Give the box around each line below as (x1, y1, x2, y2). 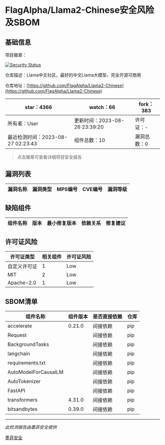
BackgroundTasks (7, 341, 49, 348)
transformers (7, 397, 38, 404)
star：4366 (25, 104, 53, 111)
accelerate (7, 323, 32, 330)
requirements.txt (7, 360, 46, 367)
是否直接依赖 (92, 313, 123, 320)
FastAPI (7, 387, 26, 394)
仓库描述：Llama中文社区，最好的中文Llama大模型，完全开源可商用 (5, 72, 141, 78)
